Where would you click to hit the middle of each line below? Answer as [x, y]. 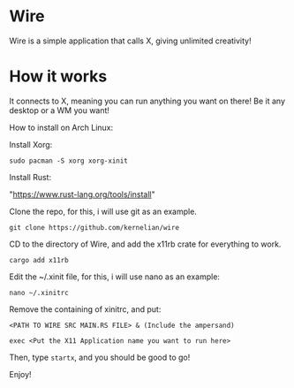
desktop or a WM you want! [60, 110]
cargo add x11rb [39, 260]
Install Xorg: [31, 144]
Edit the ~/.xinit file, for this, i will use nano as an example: [115, 277]
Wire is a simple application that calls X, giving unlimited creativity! [130, 41]
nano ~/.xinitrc [39, 293]
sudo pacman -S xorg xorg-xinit [68, 161]
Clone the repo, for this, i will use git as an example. [103, 211]
